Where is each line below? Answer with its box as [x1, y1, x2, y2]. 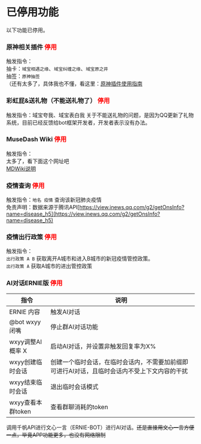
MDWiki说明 [6, 165, 36, 172]
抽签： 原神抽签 [6, 73, 40, 80]
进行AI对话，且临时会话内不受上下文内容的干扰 [56, 367, 188, 375]
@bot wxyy [9, 318, 41, 326]
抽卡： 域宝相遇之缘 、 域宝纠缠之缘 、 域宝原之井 [6, 65, 109, 73]
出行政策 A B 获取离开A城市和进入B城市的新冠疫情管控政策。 [6, 255, 154, 262]
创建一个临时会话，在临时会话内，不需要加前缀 [50, 358, 182, 366]
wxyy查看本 [9, 398, 42, 406]
